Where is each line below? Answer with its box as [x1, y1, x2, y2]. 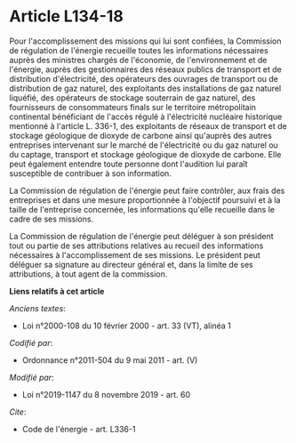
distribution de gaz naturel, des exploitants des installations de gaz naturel [9, 83, 282, 93]
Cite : [9, 407, 27, 417]
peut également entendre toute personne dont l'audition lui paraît [9, 158, 248, 169]
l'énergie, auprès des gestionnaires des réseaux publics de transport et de [9, 64, 282, 75]
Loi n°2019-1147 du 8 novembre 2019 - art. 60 [21, 389, 191, 399]
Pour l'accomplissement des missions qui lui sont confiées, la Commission [9, 36, 282, 46]
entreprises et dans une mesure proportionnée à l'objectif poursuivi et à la [9, 194, 281, 205]
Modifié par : [9, 372, 55, 383]
